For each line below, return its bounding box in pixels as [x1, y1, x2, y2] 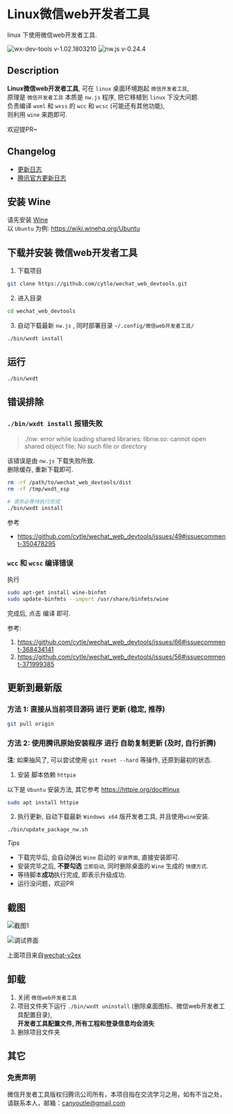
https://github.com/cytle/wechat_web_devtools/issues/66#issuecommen [17, 637, 226, 646]
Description [7, 65, 59, 77]
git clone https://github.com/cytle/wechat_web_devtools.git [7, 280, 188, 287]
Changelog [7, 145, 56, 157]
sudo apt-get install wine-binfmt [7, 589, 107, 596]
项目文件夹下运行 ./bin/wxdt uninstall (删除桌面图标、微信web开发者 [17, 1001, 219, 1010]
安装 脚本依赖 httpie [17, 770, 76, 779]
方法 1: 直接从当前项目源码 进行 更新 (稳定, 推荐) [7, 704, 165, 714]
